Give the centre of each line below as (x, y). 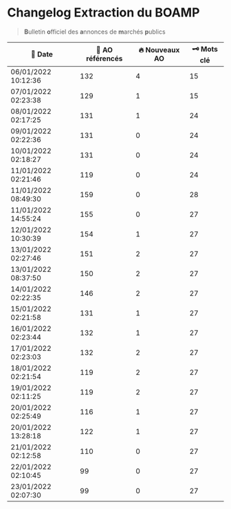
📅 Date (42, 54)
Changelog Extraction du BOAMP (103, 13)
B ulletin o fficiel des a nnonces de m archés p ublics (95, 32)
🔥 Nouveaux (159, 50)
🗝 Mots (205, 49)
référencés (104, 58)
